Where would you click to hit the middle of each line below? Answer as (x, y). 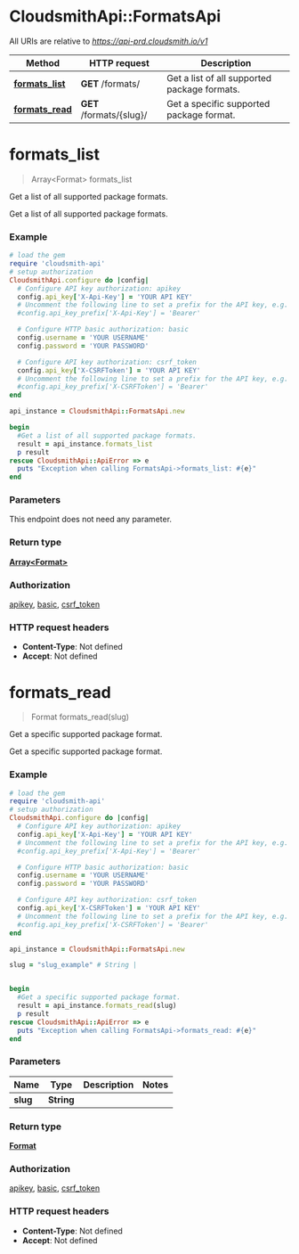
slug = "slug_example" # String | (73, 965)
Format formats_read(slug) (80, 717)
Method (43, 62)
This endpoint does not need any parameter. (90, 520)
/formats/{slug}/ (114, 115)
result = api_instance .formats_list (85, 444)
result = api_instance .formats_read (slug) (97, 1006)
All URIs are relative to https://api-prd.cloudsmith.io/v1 (109, 41)
